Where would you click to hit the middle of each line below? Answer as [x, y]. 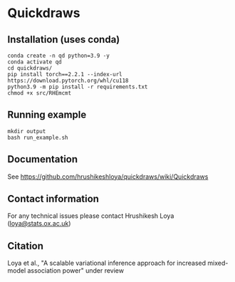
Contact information [53, 199]
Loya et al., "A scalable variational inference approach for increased [107, 263]
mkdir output [27, 131]
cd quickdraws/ [30, 68]
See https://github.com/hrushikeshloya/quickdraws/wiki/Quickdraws [108, 177]
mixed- [218, 263]
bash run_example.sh [38, 137]
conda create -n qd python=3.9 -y [59, 56]
